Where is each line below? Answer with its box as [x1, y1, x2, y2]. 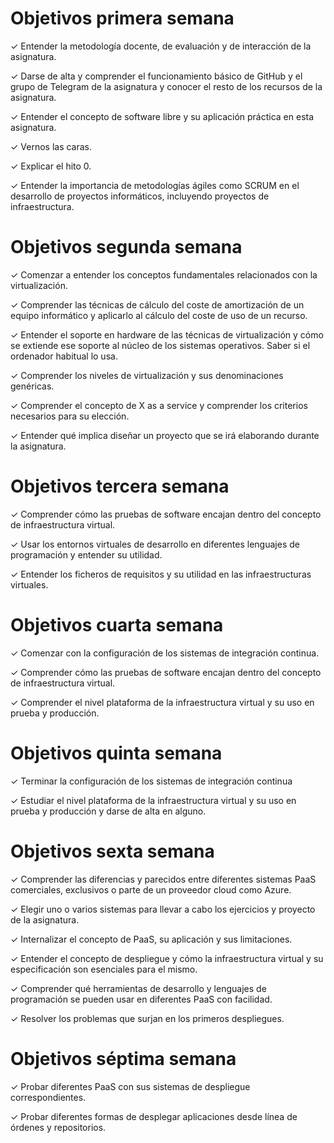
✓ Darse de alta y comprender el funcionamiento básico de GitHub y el [10, 70, 303, 82]
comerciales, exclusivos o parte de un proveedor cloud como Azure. [10, 883, 292, 896]
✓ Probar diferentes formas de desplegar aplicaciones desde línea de [10, 1110, 298, 1122]
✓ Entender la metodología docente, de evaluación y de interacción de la [10, 40, 312, 52]
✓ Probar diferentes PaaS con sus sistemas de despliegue [10, 1080, 251, 1092]
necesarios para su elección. [10, 410, 130, 422]
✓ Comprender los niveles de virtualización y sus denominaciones [10, 369, 284, 381]
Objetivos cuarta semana [10, 614, 224, 636]
